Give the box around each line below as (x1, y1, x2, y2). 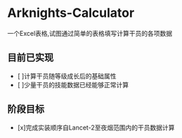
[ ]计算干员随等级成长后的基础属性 (17, 72, 117, 80)
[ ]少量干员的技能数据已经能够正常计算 (17, 80, 129, 89)
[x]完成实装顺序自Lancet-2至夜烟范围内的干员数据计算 (17, 123, 175, 132)
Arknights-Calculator (7, 5, 135, 21)
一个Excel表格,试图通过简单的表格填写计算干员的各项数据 (7, 29, 173, 37)
